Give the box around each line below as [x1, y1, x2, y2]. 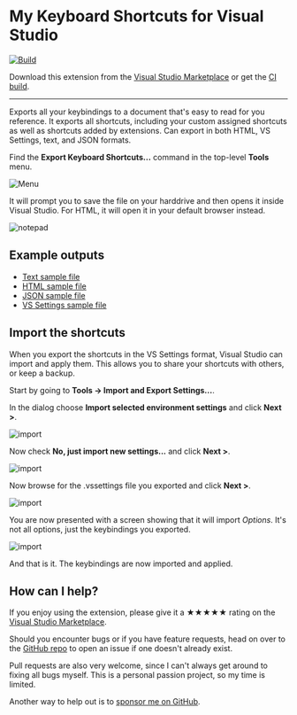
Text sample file [21, 271, 80, 282]
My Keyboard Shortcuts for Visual [9, 6, 264, 27]
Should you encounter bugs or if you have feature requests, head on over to [9, 633, 286, 644]
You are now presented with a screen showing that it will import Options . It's [9, 514, 287, 525]
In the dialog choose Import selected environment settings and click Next [9, 401, 282, 413]
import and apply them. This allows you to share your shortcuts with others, [9, 358, 285, 369]
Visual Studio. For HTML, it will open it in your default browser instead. [9, 205, 266, 215]
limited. [9, 680, 36, 690]
